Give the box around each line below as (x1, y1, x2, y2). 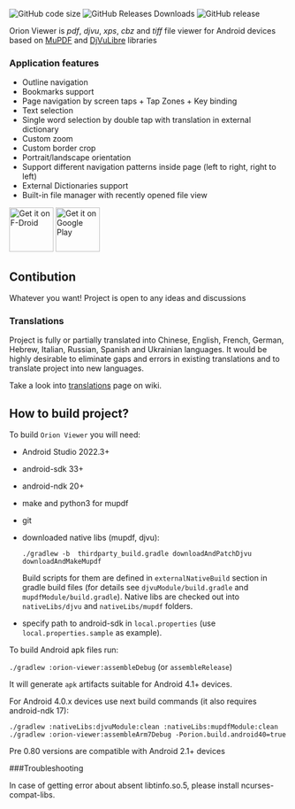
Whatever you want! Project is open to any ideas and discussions (9, 293, 246, 304)
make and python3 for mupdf (21, 498, 129, 509)
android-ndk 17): (9, 705, 69, 716)
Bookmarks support (21, 87, 95, 97)
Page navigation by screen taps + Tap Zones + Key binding (21, 96, 238, 106)
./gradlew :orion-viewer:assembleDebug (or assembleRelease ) (9, 662, 232, 673)
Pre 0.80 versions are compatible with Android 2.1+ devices (9, 746, 225, 757)
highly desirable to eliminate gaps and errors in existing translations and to (9, 354, 280, 365)
